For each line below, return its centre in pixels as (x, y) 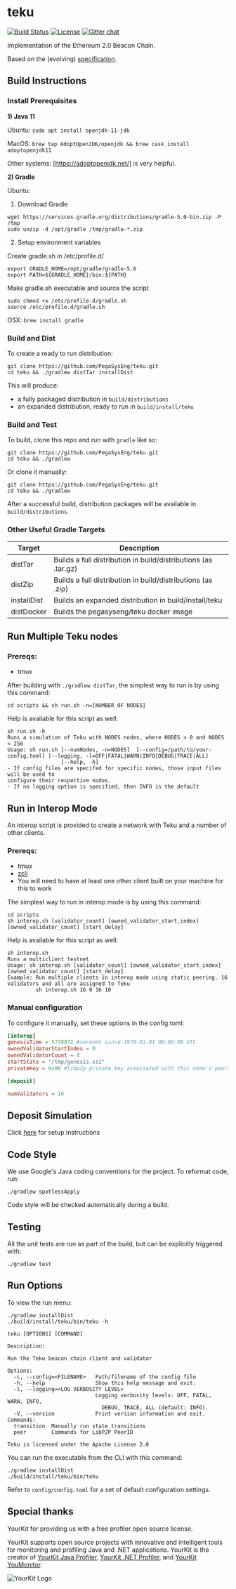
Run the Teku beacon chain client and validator (80, 1358)
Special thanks (40, 1511)
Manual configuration (45, 1008)
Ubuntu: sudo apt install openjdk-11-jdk (68, 130)
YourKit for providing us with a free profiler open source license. (100, 1529)
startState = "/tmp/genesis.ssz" (56, 1062)
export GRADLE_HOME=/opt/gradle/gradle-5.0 (72, 269)
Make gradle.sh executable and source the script (78, 288)
